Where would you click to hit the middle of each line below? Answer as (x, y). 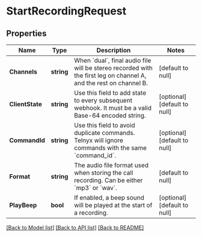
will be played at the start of (113, 205)
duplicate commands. (105, 133)
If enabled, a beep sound (109, 197)
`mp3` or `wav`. (96, 188)
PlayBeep (23, 205)
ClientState (26, 104)
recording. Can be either (109, 180)
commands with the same (111, 148)
